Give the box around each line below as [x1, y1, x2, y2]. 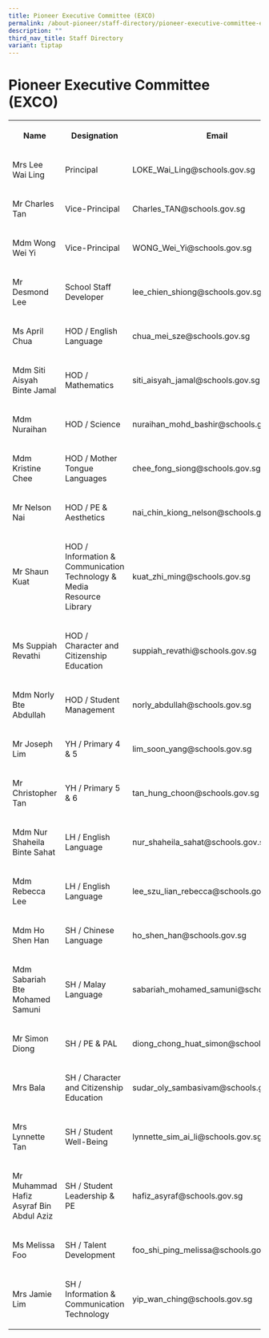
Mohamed [12, 994, 50, 1005]
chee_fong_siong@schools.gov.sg [131, 463, 262, 474]
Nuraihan [12, 424, 47, 435]
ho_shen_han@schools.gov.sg [131, 930, 247, 941]
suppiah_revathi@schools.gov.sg [131, 645, 257, 657]
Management [65, 705, 115, 716]
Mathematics [65, 380, 114, 391]
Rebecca [12, 886, 46, 897]
